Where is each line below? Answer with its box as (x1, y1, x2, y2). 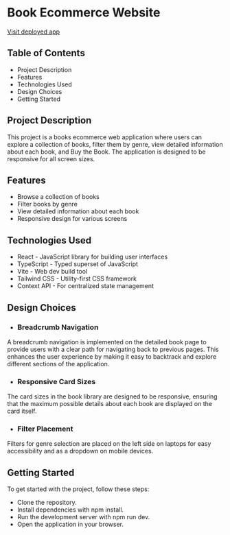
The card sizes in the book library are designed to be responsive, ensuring (7, 392, 218, 401)
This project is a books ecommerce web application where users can (7, 132, 203, 141)
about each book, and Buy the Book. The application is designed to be (7, 147, 206, 156)
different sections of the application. (7, 359, 110, 368)
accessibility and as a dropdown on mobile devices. (7, 447, 154, 455)
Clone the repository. (16, 499, 77, 507)
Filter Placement (16, 424, 73, 433)
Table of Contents (7, 47, 86, 59)
